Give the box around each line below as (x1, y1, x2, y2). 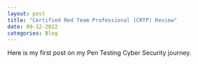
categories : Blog (7, 29, 58, 37)
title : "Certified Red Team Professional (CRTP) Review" (7, 17, 178, 24)
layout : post (7, 10, 46, 17)
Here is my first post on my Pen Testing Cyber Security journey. (7, 49, 192, 57)
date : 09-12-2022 (7, 23, 58, 30)
